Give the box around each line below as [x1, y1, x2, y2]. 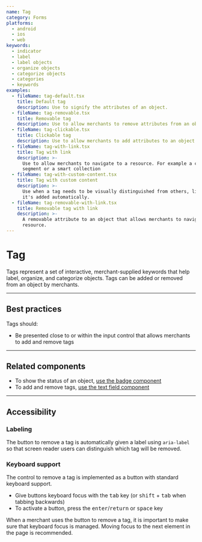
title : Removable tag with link [17, 205, 98, 211]
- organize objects [11, 65, 61, 71]
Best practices [6, 304, 62, 314]
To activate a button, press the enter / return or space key [14, 505, 164, 512]
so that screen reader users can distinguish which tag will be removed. [6, 445, 182, 453]
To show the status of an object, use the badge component [14, 377, 162, 384]
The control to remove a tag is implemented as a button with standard [6, 474, 179, 481]
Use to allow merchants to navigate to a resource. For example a [22, 161, 192, 167]
